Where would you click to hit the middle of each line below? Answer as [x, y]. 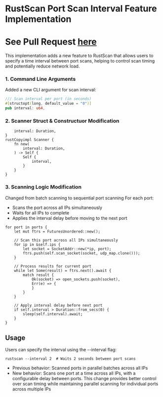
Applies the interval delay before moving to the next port [70, 218]
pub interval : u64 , [25, 108]
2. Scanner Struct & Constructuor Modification [62, 121]
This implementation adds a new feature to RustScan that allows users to [79, 56]
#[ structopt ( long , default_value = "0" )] [48, 104]
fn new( [22, 144]
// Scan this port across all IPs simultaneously [66, 240]
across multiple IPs [32, 389]
